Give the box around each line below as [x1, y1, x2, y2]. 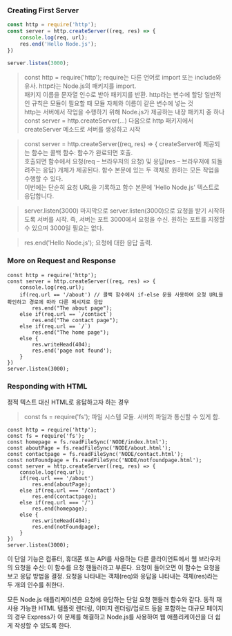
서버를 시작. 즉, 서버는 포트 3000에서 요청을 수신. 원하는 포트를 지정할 [37, 215, 225, 223]
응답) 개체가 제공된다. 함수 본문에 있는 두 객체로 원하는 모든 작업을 [42, 166, 220, 174]
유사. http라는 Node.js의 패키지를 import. [23, 82, 137, 90]
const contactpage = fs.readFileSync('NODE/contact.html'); [7, 451, 184, 458]
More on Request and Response [7, 256, 116, 265]
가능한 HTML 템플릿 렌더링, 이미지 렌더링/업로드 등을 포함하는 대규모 [19, 604, 206, 612]
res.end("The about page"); [32, 304, 113, 312]
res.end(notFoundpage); [32, 524, 100, 531]
